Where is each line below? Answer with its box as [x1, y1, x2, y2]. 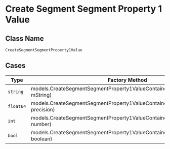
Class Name [5, 34, 44, 43]
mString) [31, 91, 52, 98]
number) [31, 121, 52, 128]
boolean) [31, 135, 53, 142]
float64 [8, 103, 26, 109]
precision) [31, 106, 55, 113]
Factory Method [107, 76, 147, 83]
